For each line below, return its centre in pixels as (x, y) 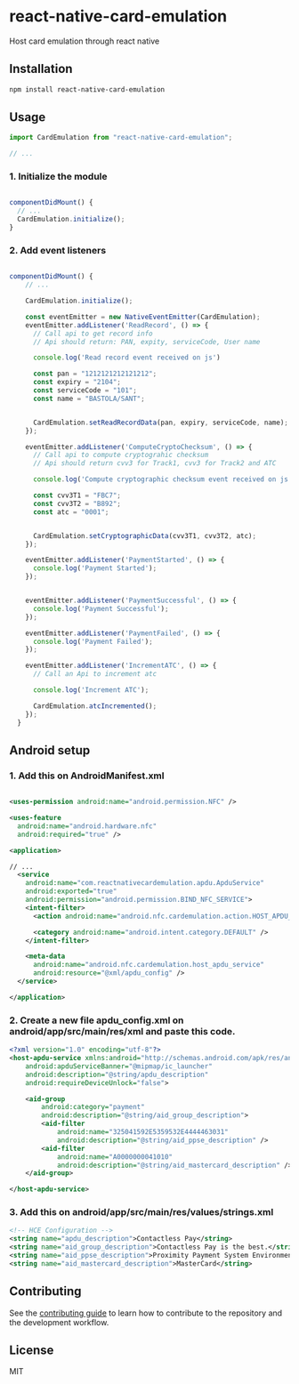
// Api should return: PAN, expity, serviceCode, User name (146, 342)
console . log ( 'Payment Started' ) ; (95, 568)
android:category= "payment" (93, 1107)
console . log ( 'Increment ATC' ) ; (91, 690)
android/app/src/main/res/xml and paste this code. (122, 1031)
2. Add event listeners (58, 250)
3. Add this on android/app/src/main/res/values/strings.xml (141, 1212)
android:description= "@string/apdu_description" (117, 1074)
